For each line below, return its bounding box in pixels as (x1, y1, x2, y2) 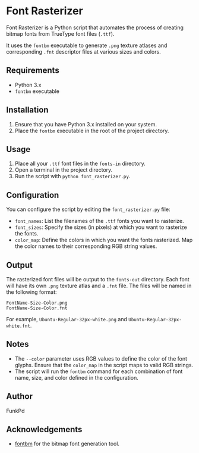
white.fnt (6, 323, 31, 329)
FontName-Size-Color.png (6, 300, 68, 306)
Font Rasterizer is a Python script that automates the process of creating (6, 24, 184, 31)
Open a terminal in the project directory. (14, 166, 113, 173)
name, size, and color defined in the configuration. (14, 374, 138, 381)
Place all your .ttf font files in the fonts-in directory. (14, 160, 146, 167)
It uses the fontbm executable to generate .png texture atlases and (6, 42, 168, 49)
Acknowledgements (6, 424, 83, 435)
